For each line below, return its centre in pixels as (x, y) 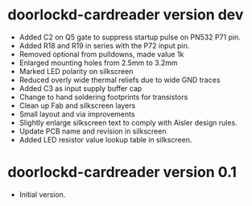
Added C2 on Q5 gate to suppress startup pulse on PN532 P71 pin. (130, 37)
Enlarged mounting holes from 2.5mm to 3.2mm (98, 63)
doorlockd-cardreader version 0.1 (122, 173)
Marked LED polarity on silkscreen (76, 71)
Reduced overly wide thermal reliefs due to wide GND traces (120, 80)
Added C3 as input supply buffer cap (81, 88)
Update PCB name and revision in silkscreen (93, 131)
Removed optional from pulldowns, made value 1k (101, 54)
